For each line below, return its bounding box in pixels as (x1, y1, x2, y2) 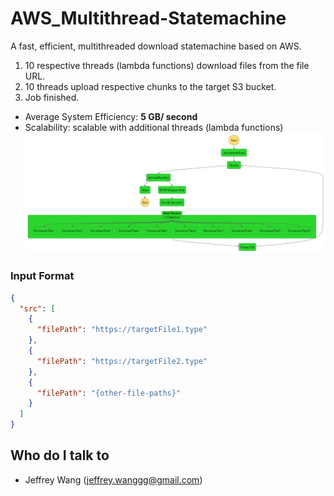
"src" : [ (19, 303, 56, 314)
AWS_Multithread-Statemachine (10, 7, 287, 30)
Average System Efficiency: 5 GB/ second (24, 110, 198, 122)
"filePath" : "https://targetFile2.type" (36, 356, 208, 366)
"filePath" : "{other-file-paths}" (36, 388, 182, 398)
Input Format (10, 269, 75, 283)
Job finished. (24, 91, 80, 103)
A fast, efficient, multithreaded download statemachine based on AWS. (10, 40, 302, 52)
